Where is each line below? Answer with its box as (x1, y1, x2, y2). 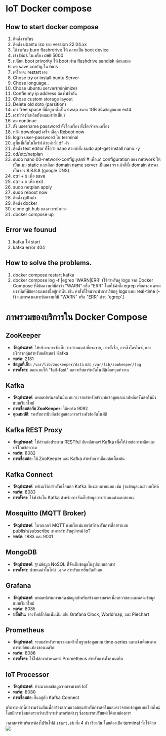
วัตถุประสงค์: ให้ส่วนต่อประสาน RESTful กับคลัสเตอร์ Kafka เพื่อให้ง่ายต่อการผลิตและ (12, 439, 155, 445)
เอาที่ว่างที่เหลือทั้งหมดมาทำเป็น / (12, 112, 66, 118)
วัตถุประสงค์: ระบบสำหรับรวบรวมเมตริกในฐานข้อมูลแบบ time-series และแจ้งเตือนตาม (12, 639, 156, 645)
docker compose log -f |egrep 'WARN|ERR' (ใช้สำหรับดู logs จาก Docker (12, 277, 154, 283)
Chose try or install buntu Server (12, 75, 80, 81)
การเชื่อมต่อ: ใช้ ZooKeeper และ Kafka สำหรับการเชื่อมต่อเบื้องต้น (12, 456, 125, 461)
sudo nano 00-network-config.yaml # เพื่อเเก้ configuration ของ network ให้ (12, 156, 161, 162)
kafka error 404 (12, 244, 45, 250)
